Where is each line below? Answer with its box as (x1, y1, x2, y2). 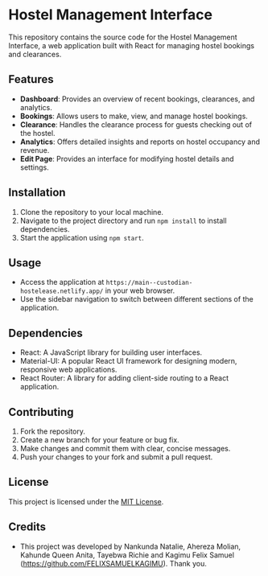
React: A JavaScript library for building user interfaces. (19, 348, 203, 357)
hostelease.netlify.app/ (19, 287, 104, 295)
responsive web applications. (19, 364, 118, 375)
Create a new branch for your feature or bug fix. (19, 435, 179, 444)
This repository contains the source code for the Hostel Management (8, 32, 237, 42)
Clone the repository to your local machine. (19, 207, 163, 216)
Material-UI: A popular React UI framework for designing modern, (19, 356, 237, 366)
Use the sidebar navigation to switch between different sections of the (19, 294, 254, 304)
